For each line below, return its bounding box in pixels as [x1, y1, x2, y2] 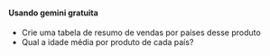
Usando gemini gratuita [8, 7, 98, 18]
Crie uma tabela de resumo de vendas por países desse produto [21, 27, 261, 38]
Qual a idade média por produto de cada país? [21, 37, 194, 48]
